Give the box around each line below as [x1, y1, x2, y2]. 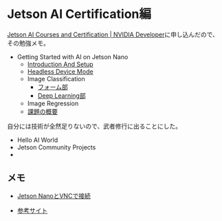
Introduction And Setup [27, 60, 94, 68]
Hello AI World [16, 136, 58, 144]
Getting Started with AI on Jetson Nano [16, 52, 129, 61]
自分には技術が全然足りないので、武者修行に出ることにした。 [7, 122, 182, 130]
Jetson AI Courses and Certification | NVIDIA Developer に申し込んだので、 [7, 30, 219, 39]
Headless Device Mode [27, 67, 94, 76]
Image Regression [27, 99, 79, 107]
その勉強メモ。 [7, 39, 49, 47]
